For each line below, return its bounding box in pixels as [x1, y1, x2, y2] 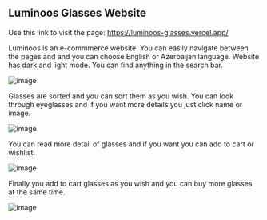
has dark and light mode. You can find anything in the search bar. [8, 60, 224, 70]
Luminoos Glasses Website [8, 6, 146, 20]
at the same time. [8, 187, 66, 197]
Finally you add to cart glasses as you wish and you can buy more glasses [8, 178, 253, 188]
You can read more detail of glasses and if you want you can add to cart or [8, 139, 254, 149]
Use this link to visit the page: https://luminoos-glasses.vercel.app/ [8, 27, 229, 37]
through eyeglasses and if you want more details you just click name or [8, 99, 243, 109]
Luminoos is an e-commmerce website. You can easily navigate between [8, 43, 249, 53]
